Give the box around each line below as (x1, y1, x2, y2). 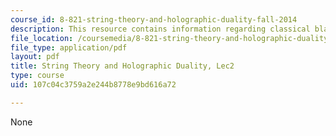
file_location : (10, 33, 74, 43)
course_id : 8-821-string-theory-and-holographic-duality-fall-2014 (10, 14, 298, 25)
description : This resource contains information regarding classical (10, 24, 311, 34)
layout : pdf (10, 52, 60, 62)
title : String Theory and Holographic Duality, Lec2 (10, 61, 235, 71)
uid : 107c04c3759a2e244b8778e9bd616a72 (10, 80, 177, 90)
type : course (10, 71, 65, 81)
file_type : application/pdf (10, 42, 128, 53)
